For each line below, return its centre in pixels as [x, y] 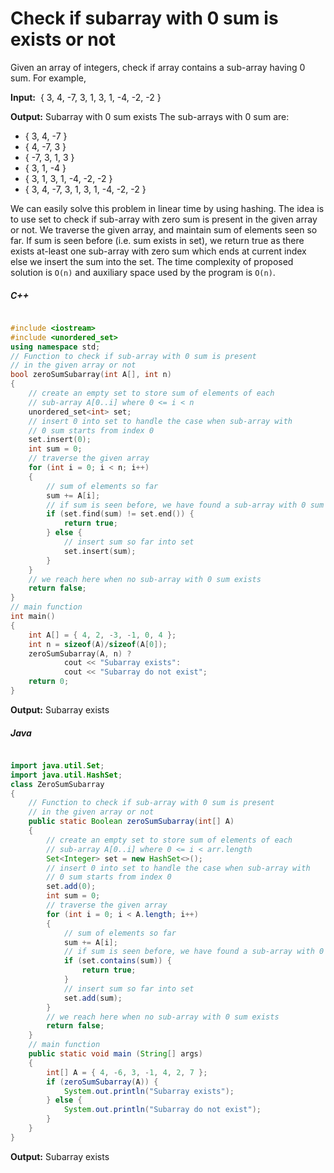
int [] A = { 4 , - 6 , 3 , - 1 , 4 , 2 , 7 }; [127, 1072]
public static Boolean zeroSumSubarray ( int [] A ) [131, 822]
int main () [33, 617]
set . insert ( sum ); [100, 551]
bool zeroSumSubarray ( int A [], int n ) [91, 375]
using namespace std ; [55, 347]
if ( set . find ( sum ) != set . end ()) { [120, 514]
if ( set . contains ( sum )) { [117, 961]
